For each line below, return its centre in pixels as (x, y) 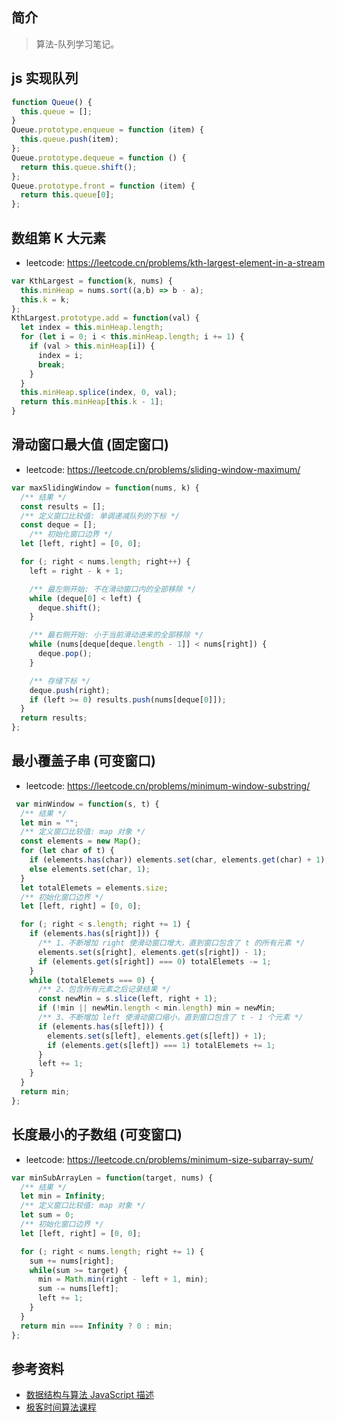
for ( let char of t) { (67, 851)
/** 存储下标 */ (60, 681)
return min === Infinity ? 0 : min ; (96, 1326)
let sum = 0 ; (47, 1215)
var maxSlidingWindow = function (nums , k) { (105, 488)
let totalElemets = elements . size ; (94, 888)
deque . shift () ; (69, 608)
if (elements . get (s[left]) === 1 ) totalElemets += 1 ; (161, 1045)
